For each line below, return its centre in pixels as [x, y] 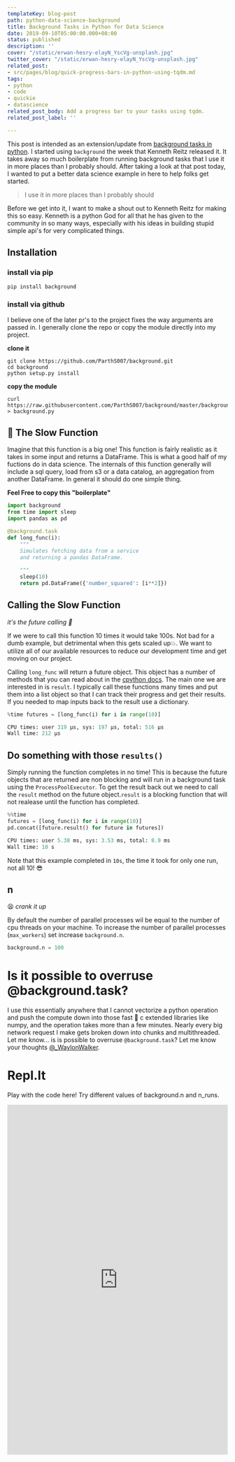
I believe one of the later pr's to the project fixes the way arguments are [110, 320]
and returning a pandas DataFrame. [72, 557]
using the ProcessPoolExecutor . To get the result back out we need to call [113, 787]
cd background [28, 367]
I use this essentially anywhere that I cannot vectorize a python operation [113, 1010]
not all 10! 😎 [25, 868]
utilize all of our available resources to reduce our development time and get [117, 651]
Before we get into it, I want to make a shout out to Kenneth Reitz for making [117, 208]
